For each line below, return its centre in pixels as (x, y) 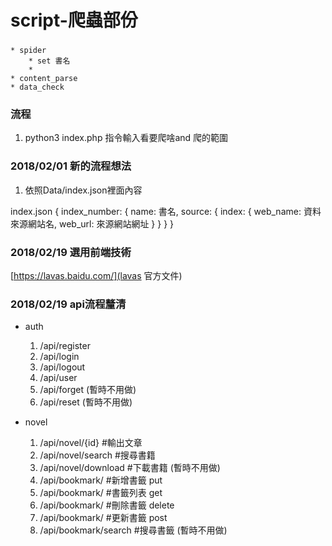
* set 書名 (49, 61)
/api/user (58, 378)
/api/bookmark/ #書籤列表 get (101, 493)
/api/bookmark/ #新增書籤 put (101, 480)
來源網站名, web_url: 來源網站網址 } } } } (92, 223)
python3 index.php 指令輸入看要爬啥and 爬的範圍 (126, 138)
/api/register (65, 346)
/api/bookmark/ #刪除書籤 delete (107, 505)
